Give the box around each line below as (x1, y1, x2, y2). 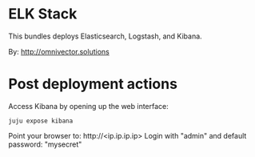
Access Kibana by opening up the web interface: (8, 101, 169, 111)
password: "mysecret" (8, 139, 82, 149)
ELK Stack (8, 5, 78, 23)
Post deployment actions (8, 75, 178, 93)
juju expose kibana (8, 117, 74, 125)
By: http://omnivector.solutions (8, 46, 110, 56)
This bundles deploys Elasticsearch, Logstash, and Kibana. (8, 31, 202, 41)
